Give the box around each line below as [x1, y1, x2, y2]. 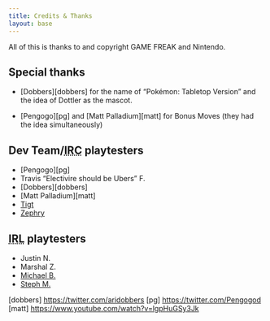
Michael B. [20, 270, 56, 280]
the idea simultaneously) [20, 119, 103, 130]
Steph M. [20, 279, 51, 288]
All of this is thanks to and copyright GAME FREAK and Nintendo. [8, 41, 226, 51]
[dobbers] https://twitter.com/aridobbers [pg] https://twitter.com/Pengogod [8, 294, 262, 305]
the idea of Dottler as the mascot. [20, 95, 133, 106]
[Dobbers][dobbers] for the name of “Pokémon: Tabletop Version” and [20, 87, 256, 97]
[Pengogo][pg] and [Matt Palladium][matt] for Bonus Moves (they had [20, 111, 255, 121]
